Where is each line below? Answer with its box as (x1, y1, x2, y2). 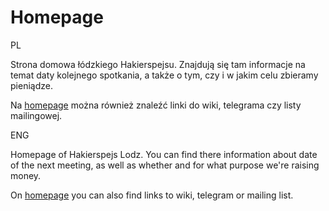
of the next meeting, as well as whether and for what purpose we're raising (10, 159, 320, 171)
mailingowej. (10, 109, 63, 121)
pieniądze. (10, 79, 53, 91)
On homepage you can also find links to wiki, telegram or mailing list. (10, 189, 294, 201)
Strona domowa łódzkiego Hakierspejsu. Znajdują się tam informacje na (10, 58, 306, 70)
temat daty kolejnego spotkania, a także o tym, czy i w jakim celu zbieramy (10, 69, 319, 81)
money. (10, 169, 42, 181)
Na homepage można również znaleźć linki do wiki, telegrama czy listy (10, 99, 302, 111)
